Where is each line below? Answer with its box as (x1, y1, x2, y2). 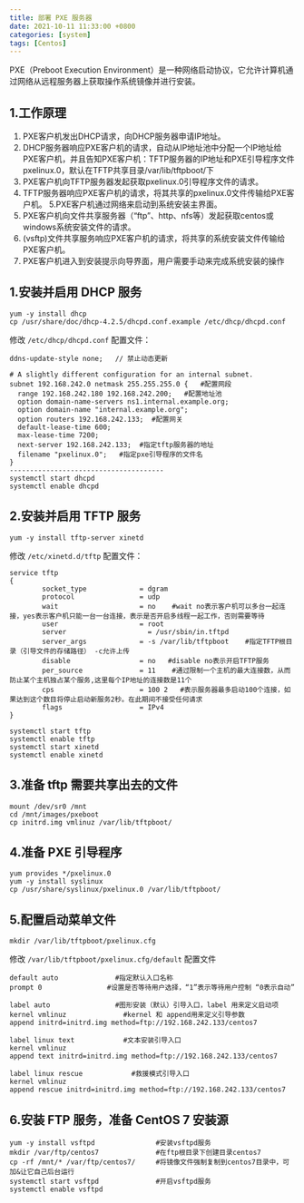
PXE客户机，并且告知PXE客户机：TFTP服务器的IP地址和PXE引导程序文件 (22, 153, 295, 164)
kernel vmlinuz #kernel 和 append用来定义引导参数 (9, 1011, 245, 1020)
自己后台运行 (33, 1167, 75, 1176)
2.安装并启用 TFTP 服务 (9, 509, 142, 524)
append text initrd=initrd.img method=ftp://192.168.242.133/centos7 (9, 1051, 279, 1061)
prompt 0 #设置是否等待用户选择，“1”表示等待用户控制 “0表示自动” (9, 983, 295, 993)
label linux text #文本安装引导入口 (9, 1036, 181, 1045)
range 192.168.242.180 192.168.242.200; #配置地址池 (17, 389, 222, 398)
